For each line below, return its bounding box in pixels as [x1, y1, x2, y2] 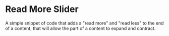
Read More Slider [5, 3, 79, 15]
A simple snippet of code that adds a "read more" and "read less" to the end [5, 20, 164, 26]
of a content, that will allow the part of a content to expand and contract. [5, 25, 156, 31]
